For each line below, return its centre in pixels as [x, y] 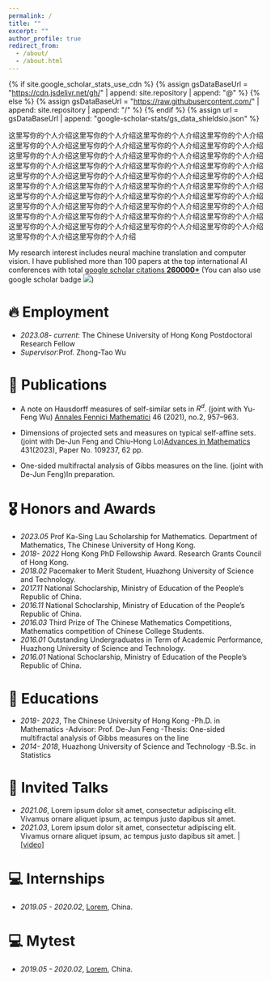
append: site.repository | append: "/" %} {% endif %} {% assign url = [123, 109]
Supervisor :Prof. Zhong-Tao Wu [73, 352]
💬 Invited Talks [59, 788]
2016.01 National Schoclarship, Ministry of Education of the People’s [133, 657]
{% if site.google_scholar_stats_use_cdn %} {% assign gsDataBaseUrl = [128, 84]
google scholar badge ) [51, 279]
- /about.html [39, 62]
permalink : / [30, 16]
